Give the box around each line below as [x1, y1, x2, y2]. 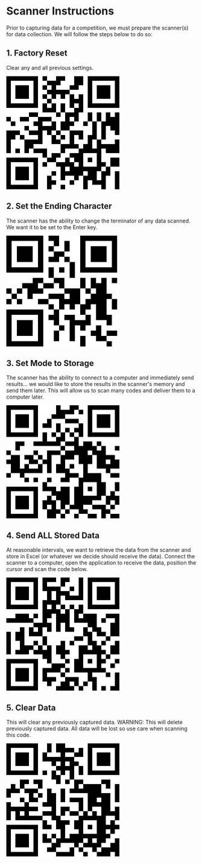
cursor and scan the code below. [6, 566, 88, 573]
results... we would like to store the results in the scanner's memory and [6, 381, 185, 388]
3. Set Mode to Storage [6, 358, 95, 368]
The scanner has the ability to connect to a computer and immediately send [6, 374, 194, 381]
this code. [6, 732, 31, 738]
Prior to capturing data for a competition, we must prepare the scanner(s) [6, 24, 189, 31]
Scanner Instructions [6, 4, 115, 18]
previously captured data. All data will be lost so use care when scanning [6, 725, 188, 732]
